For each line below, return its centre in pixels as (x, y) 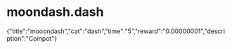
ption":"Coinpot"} (32, 38)
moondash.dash (55, 12)
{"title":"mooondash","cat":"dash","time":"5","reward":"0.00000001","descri (116, 31)
